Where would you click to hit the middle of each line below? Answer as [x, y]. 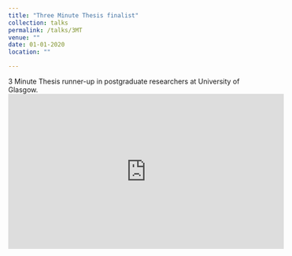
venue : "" [24, 37]
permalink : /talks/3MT [45, 30]
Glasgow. [23, 90]
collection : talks [38, 23]
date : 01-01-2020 [37, 45]
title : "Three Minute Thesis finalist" [74, 15]
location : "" [30, 52]
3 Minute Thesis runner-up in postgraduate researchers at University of [124, 81]
